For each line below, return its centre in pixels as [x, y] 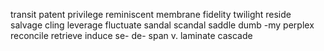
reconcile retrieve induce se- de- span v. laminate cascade [131, 35]
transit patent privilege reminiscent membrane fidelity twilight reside [151, 14]
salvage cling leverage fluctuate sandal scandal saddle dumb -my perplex [162, 25]
